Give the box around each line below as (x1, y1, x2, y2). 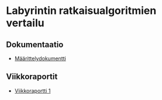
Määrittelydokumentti (14, 55, 66, 62)
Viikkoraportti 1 (14, 87, 51, 94)
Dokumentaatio (6, 40, 64, 49)
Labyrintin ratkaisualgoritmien (6, 4, 157, 17)
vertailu (6, 16, 45, 30)
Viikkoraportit (6, 72, 58, 82)
